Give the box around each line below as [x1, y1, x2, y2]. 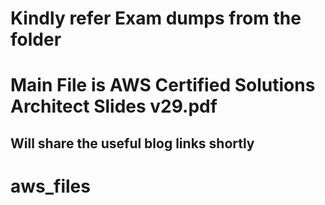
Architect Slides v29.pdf [10, 95, 218, 118]
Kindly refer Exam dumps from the [10, 7, 302, 30]
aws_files [10, 175, 91, 197]
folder [10, 28, 62, 51]
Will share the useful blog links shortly [10, 135, 255, 152]
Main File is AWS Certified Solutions [10, 74, 316, 97]
